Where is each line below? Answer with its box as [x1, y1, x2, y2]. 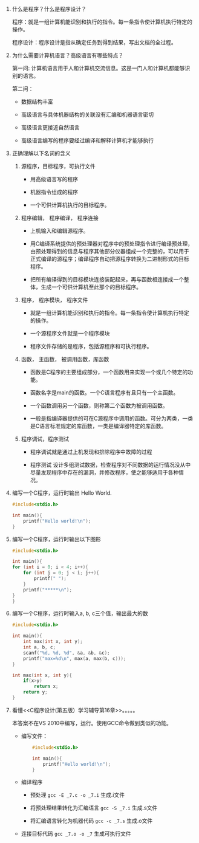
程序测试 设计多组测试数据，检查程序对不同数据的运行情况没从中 [30, 461, 191, 468]
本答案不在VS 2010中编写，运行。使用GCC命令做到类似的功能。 [11, 719, 172, 726]
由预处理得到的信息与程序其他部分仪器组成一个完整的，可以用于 [30, 248, 189, 255]
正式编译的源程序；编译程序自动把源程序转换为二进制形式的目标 [30, 255, 189, 263]
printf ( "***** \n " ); [23, 587, 73, 593]
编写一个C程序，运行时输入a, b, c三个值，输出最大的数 [11, 610, 148, 617]
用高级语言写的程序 [30, 176, 79, 182]
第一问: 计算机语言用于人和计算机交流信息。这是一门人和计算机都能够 [11, 64, 185, 72]
